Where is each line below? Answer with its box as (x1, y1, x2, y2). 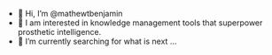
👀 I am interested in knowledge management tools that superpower (17, 17, 263, 28)
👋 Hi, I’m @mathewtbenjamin (17, 9, 123, 18)
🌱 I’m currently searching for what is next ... (17, 36, 177, 46)
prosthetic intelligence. (17, 27, 102, 37)
